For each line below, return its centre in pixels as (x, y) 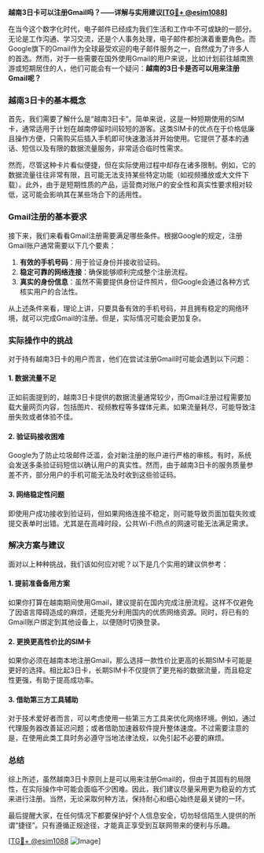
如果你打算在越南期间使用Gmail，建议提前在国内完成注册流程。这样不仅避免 (131, 602)
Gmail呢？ (25, 78)
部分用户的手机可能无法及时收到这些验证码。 (108, 475)
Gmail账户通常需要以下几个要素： (62, 245)
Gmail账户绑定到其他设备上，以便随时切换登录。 (86, 622)
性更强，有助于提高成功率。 (53, 680)
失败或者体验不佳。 (46, 417)
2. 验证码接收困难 (37, 436)
